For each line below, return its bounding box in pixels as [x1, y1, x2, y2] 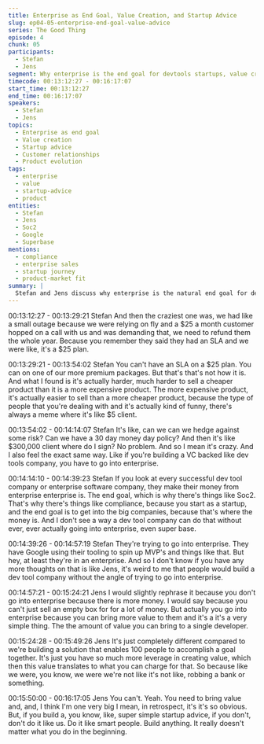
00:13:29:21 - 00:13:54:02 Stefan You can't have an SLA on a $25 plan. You [8, 359, 251, 369]
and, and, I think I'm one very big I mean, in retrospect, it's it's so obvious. [8, 702, 247, 711]
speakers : [8, 99, 41, 107]
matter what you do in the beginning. [8, 727, 127, 736]
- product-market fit [15, 274, 86, 283]
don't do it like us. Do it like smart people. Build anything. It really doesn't [8, 718, 244, 727]
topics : [8, 121, 34, 129]
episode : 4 [8, 33, 44, 42]
